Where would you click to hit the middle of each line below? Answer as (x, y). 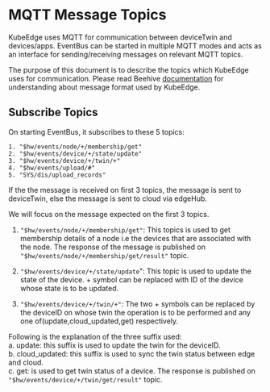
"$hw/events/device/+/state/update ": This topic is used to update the (135, 271)
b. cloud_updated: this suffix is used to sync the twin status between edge (132, 353)
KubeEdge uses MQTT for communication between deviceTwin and (120, 37)
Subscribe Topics (53, 113)
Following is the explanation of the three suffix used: (95, 336)
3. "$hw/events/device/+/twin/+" (64, 161)
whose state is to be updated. (69, 288)
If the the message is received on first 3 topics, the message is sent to (125, 190)
